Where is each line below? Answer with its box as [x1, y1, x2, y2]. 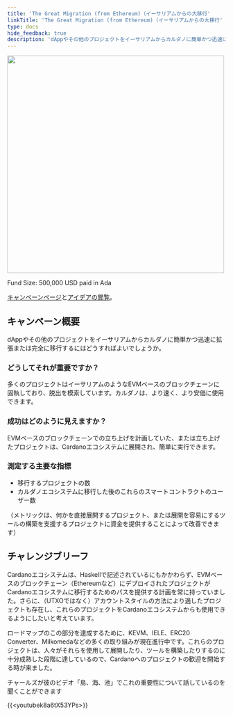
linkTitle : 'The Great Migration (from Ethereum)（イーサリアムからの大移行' [7, 17, 223, 24]
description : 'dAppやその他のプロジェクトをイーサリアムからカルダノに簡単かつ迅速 [7, 36, 223, 43]
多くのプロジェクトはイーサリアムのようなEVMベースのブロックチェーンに [7, 380, 221, 388]
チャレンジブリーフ [7, 550, 89, 562]
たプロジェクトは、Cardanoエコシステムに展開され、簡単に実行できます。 [7, 443, 220, 451]
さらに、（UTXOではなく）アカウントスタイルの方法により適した [19, 596, 203, 605]
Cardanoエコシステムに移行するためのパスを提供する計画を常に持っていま [7, 587, 220, 596]
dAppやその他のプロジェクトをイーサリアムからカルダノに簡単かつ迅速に [7, 335, 216, 343]
